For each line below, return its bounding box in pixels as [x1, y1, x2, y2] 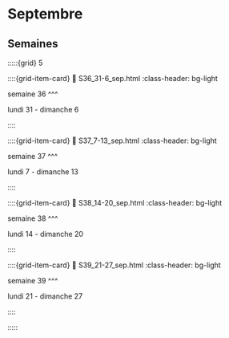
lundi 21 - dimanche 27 [7, 291, 83, 301]
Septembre [7, 5, 83, 23]
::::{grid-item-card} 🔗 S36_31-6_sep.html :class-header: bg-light [7, 74, 218, 83]
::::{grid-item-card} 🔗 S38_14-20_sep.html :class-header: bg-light [7, 198, 223, 207]
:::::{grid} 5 [7, 58, 43, 67]
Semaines [7, 37, 58, 51]
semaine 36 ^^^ [7, 89, 58, 99]
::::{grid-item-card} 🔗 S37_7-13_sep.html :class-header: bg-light [7, 136, 217, 145]
